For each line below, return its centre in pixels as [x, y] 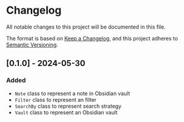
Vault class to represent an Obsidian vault [66, 112]
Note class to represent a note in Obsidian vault [72, 93]
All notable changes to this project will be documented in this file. [86, 27]
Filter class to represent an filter [55, 99]
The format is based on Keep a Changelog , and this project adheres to [92, 38]
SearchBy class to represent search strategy [68, 106]
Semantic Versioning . [32, 45]
